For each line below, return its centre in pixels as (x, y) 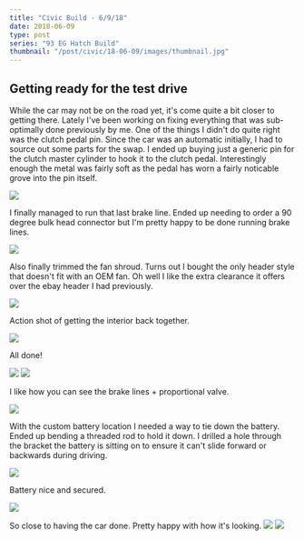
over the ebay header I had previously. (81, 285)
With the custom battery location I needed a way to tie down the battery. (145, 426)
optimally (26, 129)
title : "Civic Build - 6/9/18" (69, 18)
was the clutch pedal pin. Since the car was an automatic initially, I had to (146, 139)
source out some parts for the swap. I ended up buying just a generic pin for (152, 149)
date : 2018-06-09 (42, 26)
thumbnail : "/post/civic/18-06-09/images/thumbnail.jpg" (119, 52)
